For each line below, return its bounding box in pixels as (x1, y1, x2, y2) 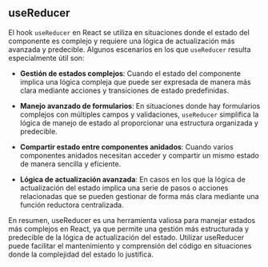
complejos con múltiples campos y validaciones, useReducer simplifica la (19, 110, 259, 119)
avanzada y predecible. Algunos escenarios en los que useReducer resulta (8, 44, 251, 54)
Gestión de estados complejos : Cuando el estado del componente (19, 68, 242, 78)
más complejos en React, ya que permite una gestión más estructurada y (8, 224, 250, 233)
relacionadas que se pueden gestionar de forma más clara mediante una (19, 191, 259, 201)
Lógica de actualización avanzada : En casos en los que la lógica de (19, 174, 246, 184)
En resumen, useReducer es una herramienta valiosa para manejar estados (8, 215, 256, 225)
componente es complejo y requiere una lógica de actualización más (8, 36, 235, 46)
